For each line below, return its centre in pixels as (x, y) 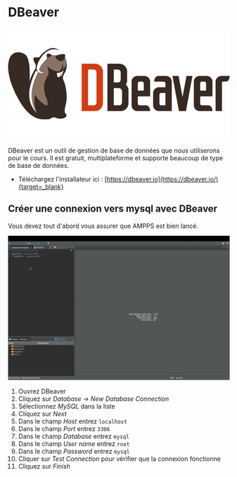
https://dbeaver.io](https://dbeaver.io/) (162, 179)
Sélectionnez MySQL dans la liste (66, 406)
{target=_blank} (41, 186)
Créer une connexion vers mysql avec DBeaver (113, 209)
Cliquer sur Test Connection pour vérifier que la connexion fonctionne (119, 459)
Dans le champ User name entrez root (74, 444)
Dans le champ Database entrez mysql (73, 436)
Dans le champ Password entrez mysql (74, 452)
